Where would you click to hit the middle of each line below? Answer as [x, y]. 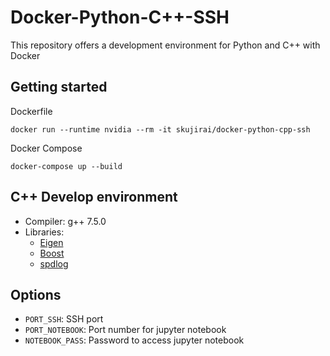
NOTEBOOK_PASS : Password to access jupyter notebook [134, 340]
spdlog [54, 263]
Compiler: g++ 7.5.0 [65, 221]
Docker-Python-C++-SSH [120, 17]
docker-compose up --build [66, 166]
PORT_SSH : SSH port [64, 319]
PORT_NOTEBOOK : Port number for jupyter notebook [125, 330]
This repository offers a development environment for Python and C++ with [165, 45]
